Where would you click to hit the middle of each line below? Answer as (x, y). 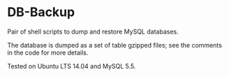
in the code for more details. (48, 52)
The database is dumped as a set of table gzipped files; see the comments (114, 45)
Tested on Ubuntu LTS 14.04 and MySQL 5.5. (72, 66)
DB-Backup (41, 12)
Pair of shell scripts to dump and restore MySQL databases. (93, 31)
